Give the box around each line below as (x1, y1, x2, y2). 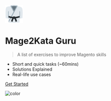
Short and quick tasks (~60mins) (12, 61, 79, 67)
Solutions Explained (12, 66, 53, 72)
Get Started (5, 81, 28, 87)
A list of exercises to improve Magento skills (17, 51, 107, 57)
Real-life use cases (12, 71, 51, 77)
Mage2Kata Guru (5, 35, 77, 47)
